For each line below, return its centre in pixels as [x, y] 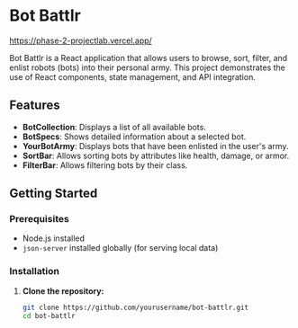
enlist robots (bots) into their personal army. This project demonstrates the [148, 67]
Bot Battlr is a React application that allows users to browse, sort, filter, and [149, 58]
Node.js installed [54, 238]
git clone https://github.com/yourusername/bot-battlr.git [135, 307]
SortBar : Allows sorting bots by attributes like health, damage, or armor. [156, 155]
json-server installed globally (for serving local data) [120, 248]
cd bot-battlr [49, 315]
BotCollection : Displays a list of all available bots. [114, 127]
